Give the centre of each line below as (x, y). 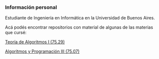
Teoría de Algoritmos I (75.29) (35, 42)
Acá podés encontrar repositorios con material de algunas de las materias (79, 27)
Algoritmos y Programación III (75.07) (42, 51)
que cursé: (16, 33)
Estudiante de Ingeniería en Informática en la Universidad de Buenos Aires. (80, 18)
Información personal (31, 7)
